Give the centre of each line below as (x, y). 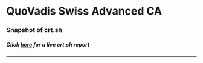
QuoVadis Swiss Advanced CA (84, 11)
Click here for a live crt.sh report (48, 44)
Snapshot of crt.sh (34, 30)
